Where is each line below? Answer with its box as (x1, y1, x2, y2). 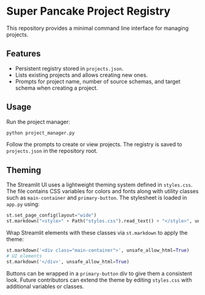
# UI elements (6, 253, 43, 259)
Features (6, 49, 41, 59)
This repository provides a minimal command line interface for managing (6, 24, 189, 32)
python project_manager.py (6, 130, 75, 136)
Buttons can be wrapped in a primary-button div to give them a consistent (6, 269, 192, 277)
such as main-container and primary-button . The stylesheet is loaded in (6, 194, 187, 202)
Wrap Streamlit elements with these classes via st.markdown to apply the (6, 229, 188, 236)
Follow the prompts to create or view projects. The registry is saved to (6, 141, 182, 148)
